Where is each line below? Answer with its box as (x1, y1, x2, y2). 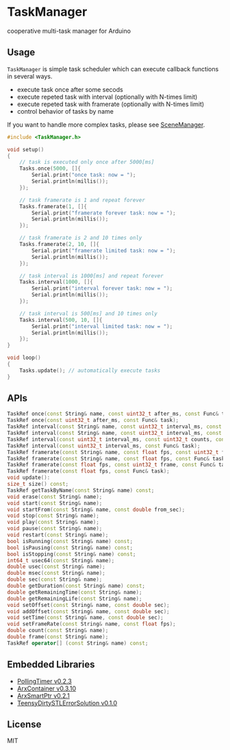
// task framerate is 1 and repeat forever (19, 197, 146, 203)
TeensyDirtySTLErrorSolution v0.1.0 (16, 699, 118, 707)
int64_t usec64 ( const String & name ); (7, 557, 115, 564)
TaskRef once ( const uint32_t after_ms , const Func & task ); (7, 417, 179, 424)
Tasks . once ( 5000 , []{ (19, 165, 81, 172)
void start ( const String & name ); (7, 499, 103, 507)
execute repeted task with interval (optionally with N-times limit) (16, 92, 198, 101)
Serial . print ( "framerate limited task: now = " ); (31, 247, 176, 254)
